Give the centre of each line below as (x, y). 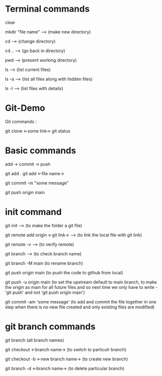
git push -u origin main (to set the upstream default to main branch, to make (81, 282)
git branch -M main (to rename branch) (44, 263)
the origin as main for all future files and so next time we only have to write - (81, 287)
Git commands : (21, 121)
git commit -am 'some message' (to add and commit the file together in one (81, 302)
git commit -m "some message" (37, 183)
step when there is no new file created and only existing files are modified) (80, 307)
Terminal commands (47, 9)
